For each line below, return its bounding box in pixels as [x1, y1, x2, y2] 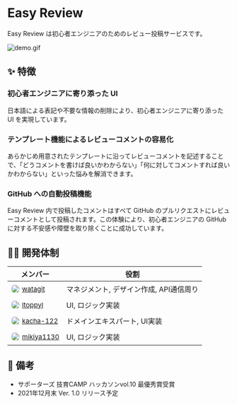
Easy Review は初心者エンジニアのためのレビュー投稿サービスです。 [7, 29, 207, 37]
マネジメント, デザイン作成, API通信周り [66, 284, 200, 294]
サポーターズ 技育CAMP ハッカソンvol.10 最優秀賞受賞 [17, 380, 175, 388]
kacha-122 [22, 316, 59, 325]
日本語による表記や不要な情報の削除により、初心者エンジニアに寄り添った [7, 106, 224, 115]
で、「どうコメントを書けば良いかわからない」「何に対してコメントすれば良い [7, 161, 231, 169]
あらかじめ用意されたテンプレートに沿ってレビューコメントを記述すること [7, 151, 224, 160]
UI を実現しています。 [7, 115, 71, 123]
